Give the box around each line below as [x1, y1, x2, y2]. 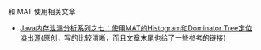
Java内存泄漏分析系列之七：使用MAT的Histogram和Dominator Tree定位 [19, 23, 253, 33]
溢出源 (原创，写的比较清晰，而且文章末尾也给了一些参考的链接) [19, 34, 227, 42]
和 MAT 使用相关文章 [8, 7, 77, 16]
